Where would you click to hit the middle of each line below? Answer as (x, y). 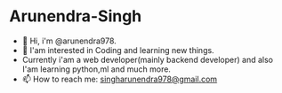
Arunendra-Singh (76, 16)
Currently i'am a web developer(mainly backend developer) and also (148, 59)
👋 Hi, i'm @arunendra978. (69, 41)
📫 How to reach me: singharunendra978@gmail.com (120, 79)
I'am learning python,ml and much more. (97, 69)
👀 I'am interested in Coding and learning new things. (118, 50)
